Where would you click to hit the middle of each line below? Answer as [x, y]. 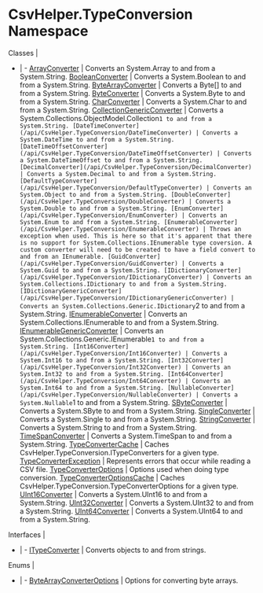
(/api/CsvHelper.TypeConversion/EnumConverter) [99, 215]
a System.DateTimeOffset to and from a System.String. [111, 160]
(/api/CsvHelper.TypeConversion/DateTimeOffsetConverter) [116, 153]
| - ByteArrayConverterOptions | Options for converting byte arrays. [129, 580]
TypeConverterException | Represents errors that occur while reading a [135, 461]
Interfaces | [27, 534]
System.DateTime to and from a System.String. [97, 139]
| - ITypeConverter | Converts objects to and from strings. [113, 550]
